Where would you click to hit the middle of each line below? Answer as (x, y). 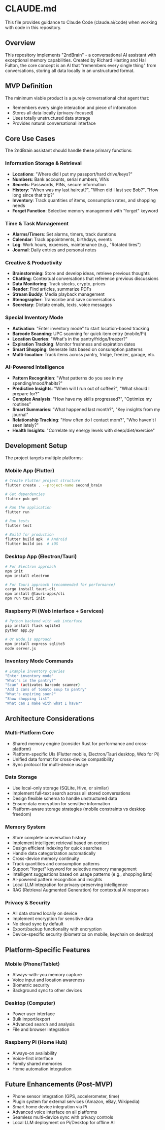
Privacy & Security (28, 903)
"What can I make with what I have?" (44, 703)
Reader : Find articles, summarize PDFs (52, 289)
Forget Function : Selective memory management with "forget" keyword (85, 210)
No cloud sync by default (38, 924)
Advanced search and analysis (43, 1024)
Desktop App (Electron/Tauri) (41, 556)
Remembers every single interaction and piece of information (74, 107)
